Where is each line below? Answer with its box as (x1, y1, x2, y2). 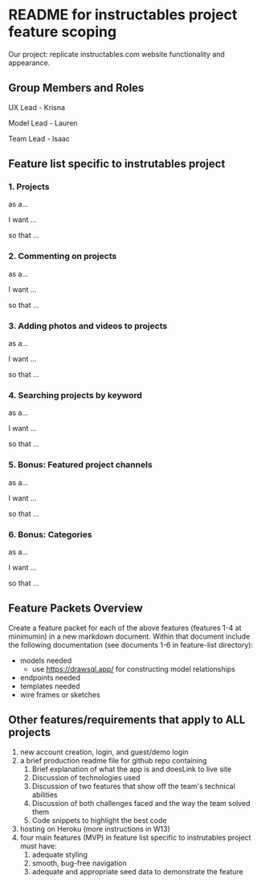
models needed (19, 656, 72, 665)
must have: (19, 841, 57, 850)
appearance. (8, 58, 51, 68)
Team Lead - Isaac (8, 134, 71, 143)
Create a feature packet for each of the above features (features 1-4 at (8, 623, 243, 632)
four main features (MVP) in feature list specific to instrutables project (19, 833, 251, 842)
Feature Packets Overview (8, 602, 143, 615)
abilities (31, 790, 58, 800)
